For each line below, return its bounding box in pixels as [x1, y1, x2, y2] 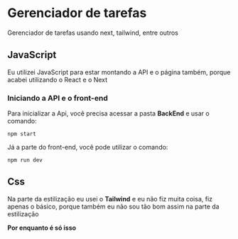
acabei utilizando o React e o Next [7, 75, 108, 84]
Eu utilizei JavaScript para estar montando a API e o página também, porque [7, 67, 231, 76]
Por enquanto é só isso [7, 223, 77, 232]
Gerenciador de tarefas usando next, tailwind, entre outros [7, 28, 179, 37]
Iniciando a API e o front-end [7, 93, 108, 103]
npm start [7, 130, 37, 138]
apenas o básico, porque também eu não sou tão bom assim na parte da [7, 202, 220, 211]
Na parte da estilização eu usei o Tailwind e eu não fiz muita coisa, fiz [7, 194, 213, 203]
